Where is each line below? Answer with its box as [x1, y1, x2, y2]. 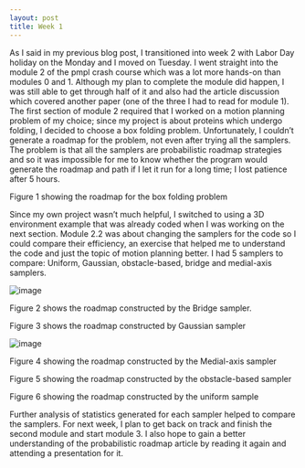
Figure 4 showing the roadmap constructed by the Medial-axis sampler [9, 356, 277, 367]
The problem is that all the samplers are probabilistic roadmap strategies [9, 144, 282, 155]
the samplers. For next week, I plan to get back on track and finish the [9, 418, 272, 430]
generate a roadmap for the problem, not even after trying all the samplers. [9, 134, 291, 145]
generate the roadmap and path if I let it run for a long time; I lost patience [9, 164, 288, 175]
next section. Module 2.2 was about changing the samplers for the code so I [9, 228, 297, 239]
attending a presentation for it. [9, 447, 123, 458]
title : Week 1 [9, 22, 64, 31]
